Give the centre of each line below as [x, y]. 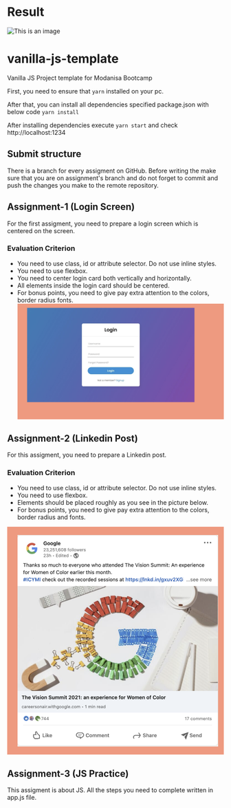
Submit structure [44, 154]
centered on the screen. [41, 230]
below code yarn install [43, 111]
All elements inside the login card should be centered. [93, 285]
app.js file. [22, 798]
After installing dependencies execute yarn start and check [92, 125]
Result [26, 12]
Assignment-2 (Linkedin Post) [73, 438]
